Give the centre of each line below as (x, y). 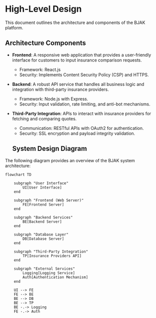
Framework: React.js (40, 69)
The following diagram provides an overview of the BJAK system (70, 160)
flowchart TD (18, 174)
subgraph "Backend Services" (43, 217)
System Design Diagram (49, 149)
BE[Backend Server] (42, 222)
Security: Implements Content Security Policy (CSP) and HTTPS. (84, 75)
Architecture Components (46, 43)
